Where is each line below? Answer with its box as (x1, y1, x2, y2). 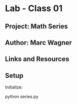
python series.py (5, 94, 39, 100)
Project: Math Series (5, 22, 68, 30)
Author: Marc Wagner (5, 38, 72, 46)
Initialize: (5, 84, 23, 90)
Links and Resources (5, 55, 69, 63)
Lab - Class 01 (5, 3, 63, 14)
